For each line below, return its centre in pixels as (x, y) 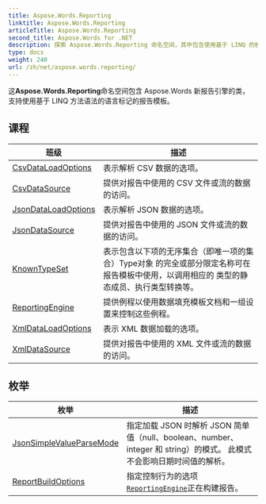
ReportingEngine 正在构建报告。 (184, 488)
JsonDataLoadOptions (54, 209)
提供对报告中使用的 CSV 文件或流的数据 (177, 183)
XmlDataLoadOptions (52, 328)
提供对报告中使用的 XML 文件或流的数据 (177, 344)
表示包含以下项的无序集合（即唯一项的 (174, 251)
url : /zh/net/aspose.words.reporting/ (72, 67)
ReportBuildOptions (49, 482)
